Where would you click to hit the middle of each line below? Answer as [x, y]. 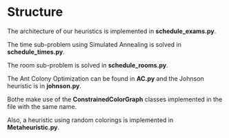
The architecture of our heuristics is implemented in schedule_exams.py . [112, 31]
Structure [35, 12]
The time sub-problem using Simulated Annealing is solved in [94, 44]
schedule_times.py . [36, 52]
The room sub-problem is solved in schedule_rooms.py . [88, 65]
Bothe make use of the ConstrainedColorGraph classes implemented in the [115, 99]
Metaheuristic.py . [33, 127]
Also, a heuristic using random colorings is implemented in [90, 120]
